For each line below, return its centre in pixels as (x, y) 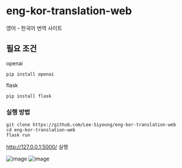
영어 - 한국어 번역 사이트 (34, 28)
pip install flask (29, 96)
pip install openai (30, 74)
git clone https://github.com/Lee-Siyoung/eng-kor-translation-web (91, 125)
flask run (18, 135)
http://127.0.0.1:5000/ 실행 (37, 147)
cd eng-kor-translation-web (41, 130)
